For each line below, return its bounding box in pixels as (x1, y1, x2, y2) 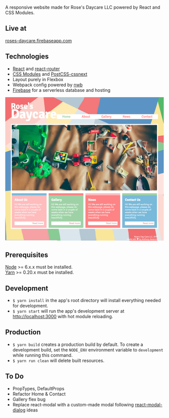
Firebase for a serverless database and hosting (12, 87, 111, 93)
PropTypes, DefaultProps (12, 385, 64, 391)
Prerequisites (5, 251, 48, 259)
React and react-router (12, 66, 60, 72)
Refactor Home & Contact (12, 391, 66, 397)
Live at (5, 24, 27, 33)
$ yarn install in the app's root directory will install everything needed (12, 297, 161, 304)
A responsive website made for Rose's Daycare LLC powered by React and (5, 5, 160, 10)
